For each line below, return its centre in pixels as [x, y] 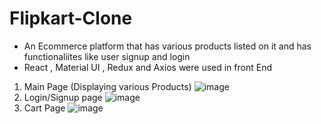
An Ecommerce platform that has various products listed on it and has [167, 46]
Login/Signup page [63, 97]
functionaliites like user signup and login [107, 56]
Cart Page [44, 108]
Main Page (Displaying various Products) [107, 86]
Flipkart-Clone [71, 18]
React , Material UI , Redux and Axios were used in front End [147, 67]
